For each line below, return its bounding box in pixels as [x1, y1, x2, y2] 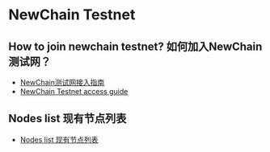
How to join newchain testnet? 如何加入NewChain [8, 39, 263, 53]
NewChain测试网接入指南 [19, 78, 105, 87]
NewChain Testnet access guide [19, 87, 129, 96]
